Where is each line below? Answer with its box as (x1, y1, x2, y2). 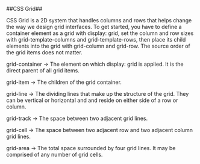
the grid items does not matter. (6, 49, 83, 56)
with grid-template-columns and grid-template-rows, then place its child (6, 36, 186, 43)
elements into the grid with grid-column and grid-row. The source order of (6, 42, 191, 49)
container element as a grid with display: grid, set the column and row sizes (6, 30, 194, 37)
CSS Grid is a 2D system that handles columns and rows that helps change (6, 17, 192, 24)
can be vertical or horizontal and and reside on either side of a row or (6, 96, 178, 104)
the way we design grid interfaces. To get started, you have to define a (6, 24, 182, 30)
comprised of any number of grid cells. (6, 151, 103, 158)
